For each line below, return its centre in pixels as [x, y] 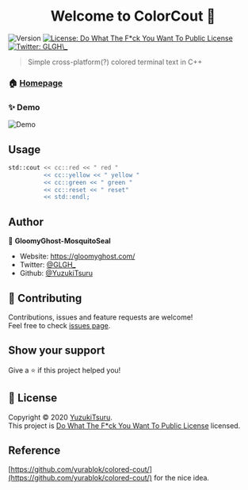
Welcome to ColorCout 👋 [133, 16]
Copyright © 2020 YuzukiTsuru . [60, 417]
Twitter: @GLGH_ [48, 265]
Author [26, 222]
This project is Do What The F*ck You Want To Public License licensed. [124, 425]
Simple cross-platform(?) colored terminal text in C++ [115, 62]
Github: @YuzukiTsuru [56, 274]
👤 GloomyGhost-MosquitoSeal [59, 241]
